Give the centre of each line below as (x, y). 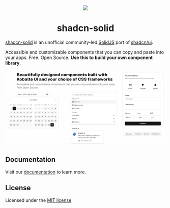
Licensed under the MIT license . (39, 200)
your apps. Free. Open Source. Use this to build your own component (79, 57)
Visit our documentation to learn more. (46, 172)
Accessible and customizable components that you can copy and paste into (85, 52)
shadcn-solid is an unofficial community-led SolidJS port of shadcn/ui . (79, 42)
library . (13, 63)
